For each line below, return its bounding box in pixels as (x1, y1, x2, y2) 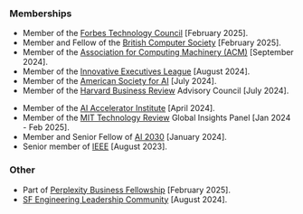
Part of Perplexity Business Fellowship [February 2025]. (22, 184, 231, 195)
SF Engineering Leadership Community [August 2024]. (22, 193, 228, 205)
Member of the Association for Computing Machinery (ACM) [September (22, 47, 294, 58)
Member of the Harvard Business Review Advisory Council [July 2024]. (22, 85, 289, 97)
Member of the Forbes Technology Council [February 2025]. (22, 28, 249, 39)
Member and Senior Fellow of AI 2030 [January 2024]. (22, 132, 228, 143)
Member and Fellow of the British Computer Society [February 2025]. (22, 37, 282, 48)
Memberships (9, 7, 72, 20)
